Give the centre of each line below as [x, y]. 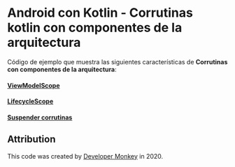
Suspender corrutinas [40, 117]
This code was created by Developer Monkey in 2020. [85, 156]
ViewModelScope [34, 85]
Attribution [31, 139]
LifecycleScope [30, 101]
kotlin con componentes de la [95, 28]
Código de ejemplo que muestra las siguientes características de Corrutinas [117, 61]
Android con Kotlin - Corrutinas [100, 13]
